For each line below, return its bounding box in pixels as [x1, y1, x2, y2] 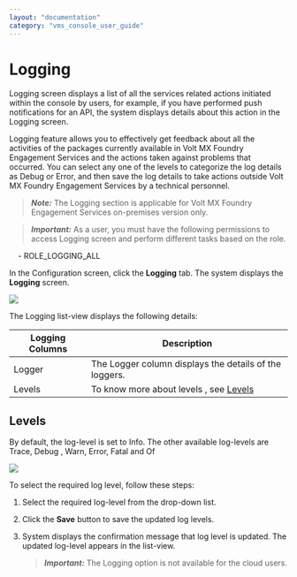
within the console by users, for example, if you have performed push [9, 98, 263, 109]
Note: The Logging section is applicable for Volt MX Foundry [30, 198, 253, 209]
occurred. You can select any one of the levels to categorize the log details [9, 162, 282, 172]
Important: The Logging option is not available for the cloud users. [43, 558, 287, 568]
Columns [28, 343, 68, 355]
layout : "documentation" [9, 12, 101, 22]
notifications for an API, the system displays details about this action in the [9, 107, 281, 118]
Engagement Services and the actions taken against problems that [9, 152, 252, 163]
